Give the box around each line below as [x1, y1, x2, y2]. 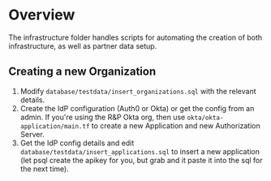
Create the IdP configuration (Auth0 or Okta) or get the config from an [19, 103, 255, 113]
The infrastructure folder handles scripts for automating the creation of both [8, 32, 263, 42]
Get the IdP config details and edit [19, 138, 135, 148]
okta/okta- [187, 114, 224, 122]
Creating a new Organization [8, 65, 157, 79]
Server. [19, 129, 45, 139]
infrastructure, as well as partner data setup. [8, 41, 157, 50]
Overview [8, 6, 75, 24]
